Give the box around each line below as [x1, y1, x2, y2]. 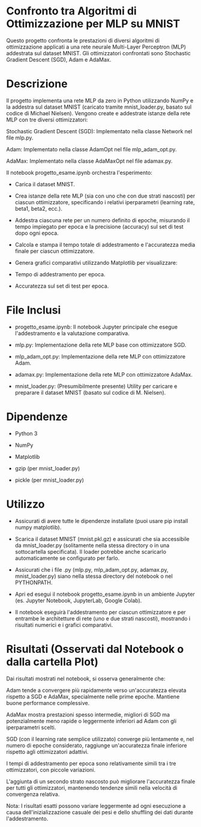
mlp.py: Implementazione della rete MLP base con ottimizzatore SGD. [14, 341, 187, 348]
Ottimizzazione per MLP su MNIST [6, 17, 181, 31]
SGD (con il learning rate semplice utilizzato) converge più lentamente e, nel [6, 735, 194, 742]
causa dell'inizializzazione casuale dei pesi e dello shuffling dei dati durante [6, 808, 194, 816]
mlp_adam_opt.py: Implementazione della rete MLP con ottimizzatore [14, 353, 186, 360]
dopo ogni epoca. [14, 229, 59, 237]
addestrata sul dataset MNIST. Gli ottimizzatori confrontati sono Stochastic [6, 49, 191, 56]
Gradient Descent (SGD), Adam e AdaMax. [6, 56, 112, 63]
